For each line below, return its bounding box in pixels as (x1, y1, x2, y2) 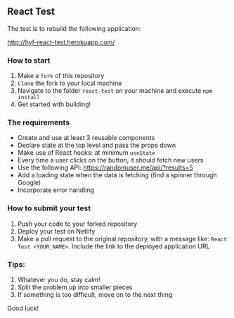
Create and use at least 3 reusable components (17, 134, 155, 142)
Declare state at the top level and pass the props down (17, 141, 176, 150)
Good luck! (7, 304, 39, 312)
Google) (17, 179, 41, 187)
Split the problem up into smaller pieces (17, 283, 133, 291)
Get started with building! (17, 100, 91, 108)
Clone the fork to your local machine (17, 79, 122, 87)
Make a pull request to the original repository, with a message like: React (17, 234, 227, 243)
